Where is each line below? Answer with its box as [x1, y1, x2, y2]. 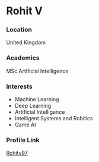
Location [6, 26, 33, 34]
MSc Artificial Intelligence [6, 67, 69, 74]
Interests [6, 82, 33, 91]
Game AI [14, 121, 36, 129]
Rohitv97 [6, 149, 28, 157]
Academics [6, 54, 40, 62]
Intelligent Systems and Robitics [14, 115, 93, 122]
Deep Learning [14, 102, 52, 110]
